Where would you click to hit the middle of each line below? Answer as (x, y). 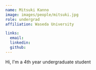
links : (12, 33)
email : (17, 38)
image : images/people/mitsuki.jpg (42, 15)
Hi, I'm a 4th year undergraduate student (48, 62)
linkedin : (20, 43)
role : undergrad (22, 19)
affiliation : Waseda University (40, 24)
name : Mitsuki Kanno (27, 10)
